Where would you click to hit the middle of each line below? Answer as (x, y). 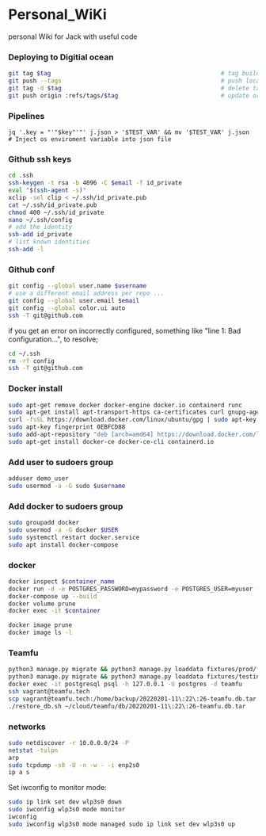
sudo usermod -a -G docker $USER (63, 530)
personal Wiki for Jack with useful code (73, 36)
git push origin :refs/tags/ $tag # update (129, 95)
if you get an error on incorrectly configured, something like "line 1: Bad (125, 330)
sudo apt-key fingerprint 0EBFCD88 (67, 427)
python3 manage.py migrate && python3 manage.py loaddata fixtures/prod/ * (134, 670)
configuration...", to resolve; (53, 339)
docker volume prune (42, 604)
